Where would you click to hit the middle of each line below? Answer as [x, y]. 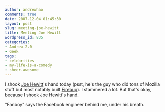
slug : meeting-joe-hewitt [32, 28]
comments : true [21, 14]
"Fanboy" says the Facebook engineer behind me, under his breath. [75, 104]
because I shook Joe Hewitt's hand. [42, 95]
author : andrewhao [24, 10]
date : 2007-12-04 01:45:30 [33, 19]
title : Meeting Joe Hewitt [33, 33]
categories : [17, 42]
